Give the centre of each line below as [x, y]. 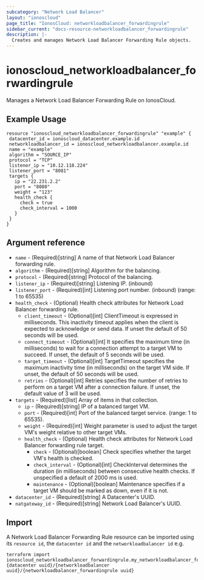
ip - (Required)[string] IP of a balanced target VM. [87, 406]
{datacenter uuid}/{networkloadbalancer [58, 565]
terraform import [28, 555]
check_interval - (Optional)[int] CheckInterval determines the [110, 464]
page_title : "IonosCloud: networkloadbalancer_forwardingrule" [88, 23]
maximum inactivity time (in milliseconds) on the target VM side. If [107, 367]
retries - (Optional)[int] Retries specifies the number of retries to [106, 380]
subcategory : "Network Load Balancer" [55, 12]
